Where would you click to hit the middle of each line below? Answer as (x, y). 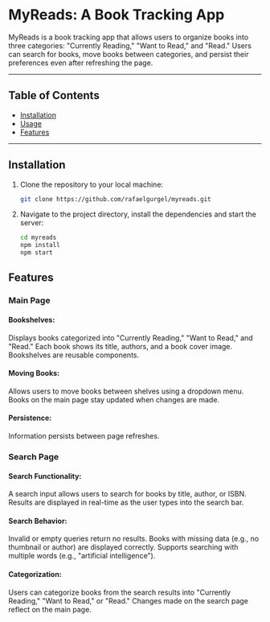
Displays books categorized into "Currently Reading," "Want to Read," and (131, 338)
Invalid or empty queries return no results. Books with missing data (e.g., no (134, 539)
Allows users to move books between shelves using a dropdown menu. (126, 391)
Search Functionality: (45, 476)
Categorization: (35, 574)
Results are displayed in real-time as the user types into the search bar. (126, 503)
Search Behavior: (38, 521)
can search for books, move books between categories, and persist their (129, 54)
